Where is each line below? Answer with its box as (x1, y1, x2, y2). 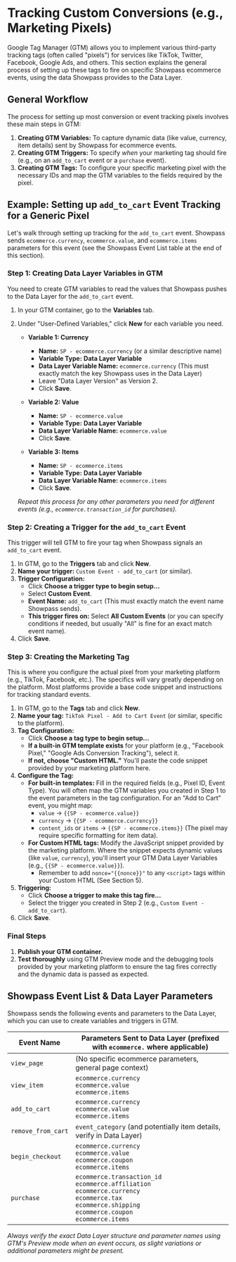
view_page (11, 1059, 44, 1067)
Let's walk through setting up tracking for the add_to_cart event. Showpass (7, 228, 225, 237)
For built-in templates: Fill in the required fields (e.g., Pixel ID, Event (27, 779, 225, 787)
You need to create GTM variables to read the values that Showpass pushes (7, 284, 227, 293)
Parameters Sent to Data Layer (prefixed (81, 1033, 220, 1043)
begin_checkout (11, 1152, 62, 1161)
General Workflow (7, 94, 89, 106)
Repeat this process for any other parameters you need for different (17, 497, 215, 505)
